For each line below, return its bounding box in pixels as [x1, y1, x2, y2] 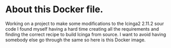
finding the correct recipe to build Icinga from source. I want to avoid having [5, 31, 166, 37]
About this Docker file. [5, 4, 104, 15]
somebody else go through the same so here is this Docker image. [5, 37, 146, 43]
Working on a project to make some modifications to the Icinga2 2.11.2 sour [5, 20, 164, 27]
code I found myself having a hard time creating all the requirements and [5, 26, 159, 32]
